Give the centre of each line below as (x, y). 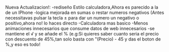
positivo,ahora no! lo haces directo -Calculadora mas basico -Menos (77, 23)
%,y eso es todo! (23, 44)
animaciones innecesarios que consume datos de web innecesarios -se (80, 28)
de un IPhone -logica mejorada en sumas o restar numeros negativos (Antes (85, 12)
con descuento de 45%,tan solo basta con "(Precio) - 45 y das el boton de (83, 39)
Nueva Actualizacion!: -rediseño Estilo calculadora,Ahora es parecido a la (82, 7)
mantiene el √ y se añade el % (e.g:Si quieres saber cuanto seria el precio (82, 34)
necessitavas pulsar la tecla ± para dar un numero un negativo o (72, 18)
